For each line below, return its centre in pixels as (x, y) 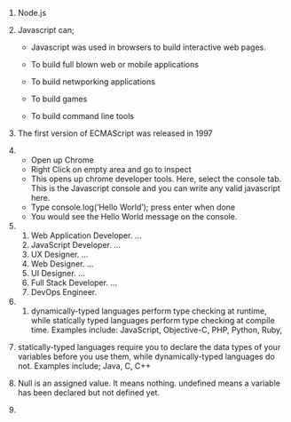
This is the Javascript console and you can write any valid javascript (156, 188)
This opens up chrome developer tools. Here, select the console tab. (156, 179)
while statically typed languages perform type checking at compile (153, 320)
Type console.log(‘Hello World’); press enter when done (133, 207)
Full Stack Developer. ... (74, 283)
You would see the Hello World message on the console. (134, 216)
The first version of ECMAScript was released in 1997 (115, 133)
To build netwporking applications (93, 82)
